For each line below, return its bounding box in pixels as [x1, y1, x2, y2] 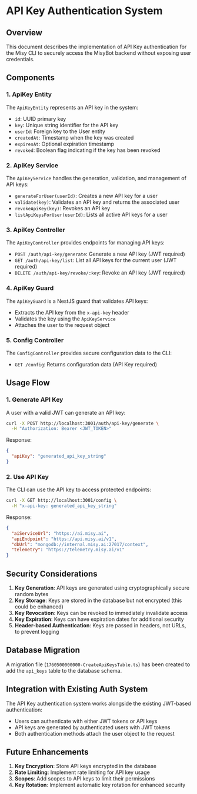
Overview [6, 28, 43, 38]
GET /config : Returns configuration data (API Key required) [14, 360, 158, 368]
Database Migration [6, 645, 81, 655]
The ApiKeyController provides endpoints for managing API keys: [6, 239, 165, 246]
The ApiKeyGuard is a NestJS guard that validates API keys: [6, 297, 148, 305]
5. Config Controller [6, 336, 64, 344]
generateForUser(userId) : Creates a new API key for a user [14, 192, 158, 199]
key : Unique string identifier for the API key [14, 121, 119, 128]
